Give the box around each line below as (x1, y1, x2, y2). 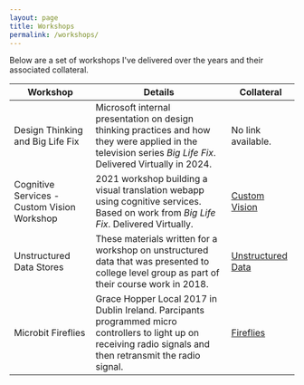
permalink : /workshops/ (9, 30, 100, 39)
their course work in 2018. (95, 278, 209, 291)
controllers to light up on (95, 327, 200, 340)
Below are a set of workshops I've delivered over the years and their (9, 55, 264, 66)
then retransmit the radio (95, 350, 201, 362)
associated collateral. (9, 64, 89, 75)
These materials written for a (95, 233, 218, 245)
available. (231, 135, 271, 148)
